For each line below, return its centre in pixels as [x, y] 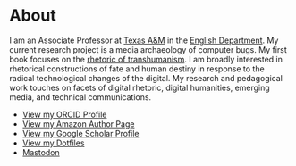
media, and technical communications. [80, 97]
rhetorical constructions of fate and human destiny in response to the [137, 69]
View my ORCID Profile [64, 114]
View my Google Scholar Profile [80, 133]
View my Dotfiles [53, 143]
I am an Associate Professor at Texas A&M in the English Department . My [144, 40]
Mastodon [41, 152]
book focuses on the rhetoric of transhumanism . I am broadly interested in [146, 59]
